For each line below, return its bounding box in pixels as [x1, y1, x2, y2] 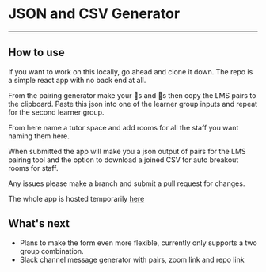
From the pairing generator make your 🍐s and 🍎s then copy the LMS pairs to [8, 90, 256, 100]
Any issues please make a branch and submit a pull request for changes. [8, 179, 245, 188]
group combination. [19, 246, 85, 255]
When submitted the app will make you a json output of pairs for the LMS [8, 146, 247, 156]
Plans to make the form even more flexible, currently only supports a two [19, 238, 257, 247]
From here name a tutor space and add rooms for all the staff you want [8, 123, 239, 132]
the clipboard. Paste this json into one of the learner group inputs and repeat [8, 99, 258, 108]
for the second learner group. [8, 108, 104, 117]
